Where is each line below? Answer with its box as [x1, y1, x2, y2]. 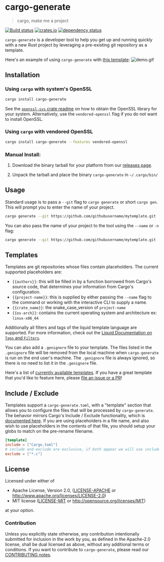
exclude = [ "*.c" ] [5, 451, 42, 456]
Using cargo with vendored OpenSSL [5, 128, 93, 135]
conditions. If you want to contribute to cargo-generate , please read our [5, 546, 149, 552]
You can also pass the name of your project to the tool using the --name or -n [5, 222, 159, 228]
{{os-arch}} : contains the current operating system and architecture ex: [12, 310, 157, 316]
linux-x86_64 [12, 316, 39, 321]
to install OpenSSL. [5, 116, 43, 122]
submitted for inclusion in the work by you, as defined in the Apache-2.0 [5, 536, 150, 542]
